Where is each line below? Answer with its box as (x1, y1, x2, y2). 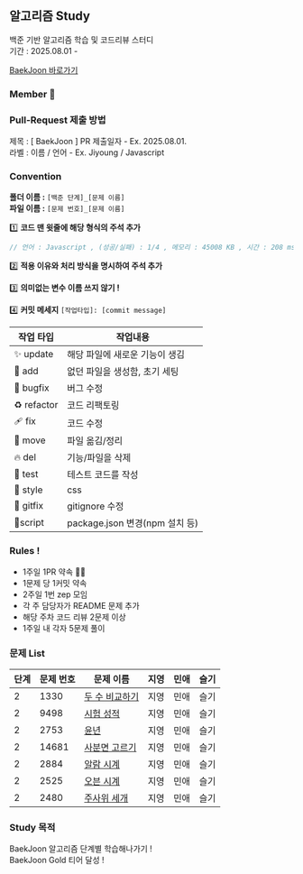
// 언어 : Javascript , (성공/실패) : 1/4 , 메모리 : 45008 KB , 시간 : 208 (9, 243, 284, 253)
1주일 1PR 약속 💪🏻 (22, 566, 86, 577)
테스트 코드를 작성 (67, 468, 139, 481)
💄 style (14, 483, 43, 496)
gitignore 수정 (67, 500, 124, 512)
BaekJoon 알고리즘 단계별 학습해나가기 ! (9, 843, 153, 854)
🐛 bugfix (14, 382, 50, 394)
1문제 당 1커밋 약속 (22, 577, 87, 588)
